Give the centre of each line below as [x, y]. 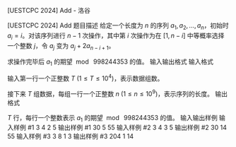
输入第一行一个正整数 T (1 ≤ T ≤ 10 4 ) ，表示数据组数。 [85, 78]
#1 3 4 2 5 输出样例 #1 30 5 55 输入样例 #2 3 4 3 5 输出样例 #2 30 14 [127, 128]
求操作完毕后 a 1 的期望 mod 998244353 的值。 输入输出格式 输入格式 [111, 63]
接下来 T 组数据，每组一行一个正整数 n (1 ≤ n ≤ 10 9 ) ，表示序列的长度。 [111, 93]
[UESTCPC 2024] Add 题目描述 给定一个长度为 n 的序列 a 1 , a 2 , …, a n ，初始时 [118, 26]
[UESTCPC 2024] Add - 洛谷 [49, 10]
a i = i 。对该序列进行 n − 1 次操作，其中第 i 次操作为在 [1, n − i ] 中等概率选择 [116, 36]
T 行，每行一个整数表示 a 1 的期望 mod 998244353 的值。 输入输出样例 [112, 118]
